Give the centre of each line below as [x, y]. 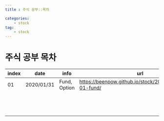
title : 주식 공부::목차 [27, 10]
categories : [17, 18]
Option [67, 88]
